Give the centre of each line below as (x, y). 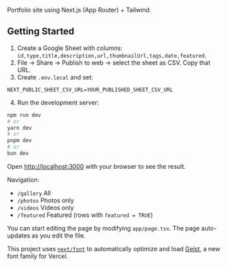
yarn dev (20, 128)
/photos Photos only (45, 200)
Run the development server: (58, 102)
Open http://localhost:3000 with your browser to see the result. (97, 166)
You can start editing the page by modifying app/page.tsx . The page (104, 228)
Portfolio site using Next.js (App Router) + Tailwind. (79, 10)
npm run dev (24, 115)
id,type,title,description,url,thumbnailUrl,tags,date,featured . (112, 55)
